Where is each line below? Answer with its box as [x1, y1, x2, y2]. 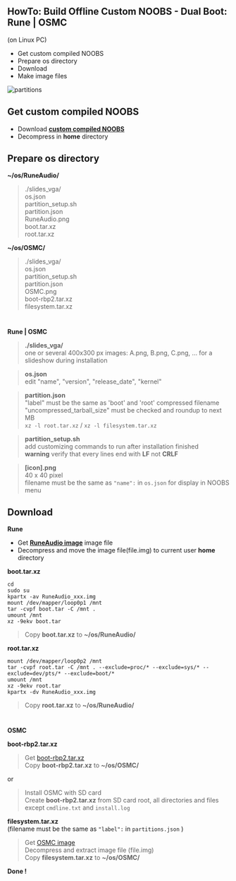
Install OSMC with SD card [24, 788, 102, 797]
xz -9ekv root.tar [7, 682, 61, 690]
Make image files [17, 71, 68, 80]
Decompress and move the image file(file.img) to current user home [17, 546, 216, 555]
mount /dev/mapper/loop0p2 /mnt [7, 658, 102, 665]
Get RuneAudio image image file [17, 538, 113, 547]
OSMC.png [24, 288, 57, 296]
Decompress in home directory [17, 132, 108, 141]
